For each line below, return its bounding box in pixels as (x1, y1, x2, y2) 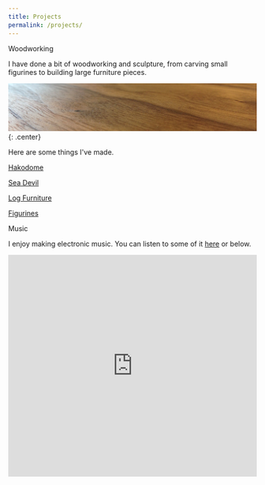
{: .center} (8, 132, 42, 142)
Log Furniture (8, 193, 53, 203)
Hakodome (8, 162, 44, 173)
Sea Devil (8, 178, 39, 188)
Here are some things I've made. (8, 147, 114, 157)
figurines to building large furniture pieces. (8, 67, 147, 76)
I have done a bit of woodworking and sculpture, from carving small (8, 59, 228, 69)
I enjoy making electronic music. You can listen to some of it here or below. (8, 239, 252, 248)
